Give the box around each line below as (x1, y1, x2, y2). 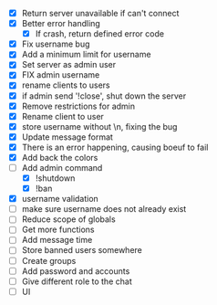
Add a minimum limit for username (21, 49, 151, 60)
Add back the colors (21, 152, 98, 163)
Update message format (21, 131, 113, 142)
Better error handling (21, 18, 101, 29)
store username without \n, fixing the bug (21, 121, 178, 131)
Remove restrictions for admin (21, 100, 136, 111)
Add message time (21, 235, 93, 246)
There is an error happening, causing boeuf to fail (21, 142, 209, 152)
